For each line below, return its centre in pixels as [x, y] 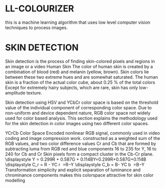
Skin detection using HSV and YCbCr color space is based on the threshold [82, 102]
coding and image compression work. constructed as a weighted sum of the [83, 138]
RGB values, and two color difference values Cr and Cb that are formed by [81, 143]
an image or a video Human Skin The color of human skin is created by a [79, 66]
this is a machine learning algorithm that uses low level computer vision [78, 22]
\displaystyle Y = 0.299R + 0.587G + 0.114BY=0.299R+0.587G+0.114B [76, 159]
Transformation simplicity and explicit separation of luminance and [73, 170]
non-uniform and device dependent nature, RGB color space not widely [78, 113]
